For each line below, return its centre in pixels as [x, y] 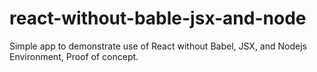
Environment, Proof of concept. [74, 56]
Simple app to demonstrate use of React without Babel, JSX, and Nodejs [158, 46]
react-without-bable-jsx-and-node [158, 18]
